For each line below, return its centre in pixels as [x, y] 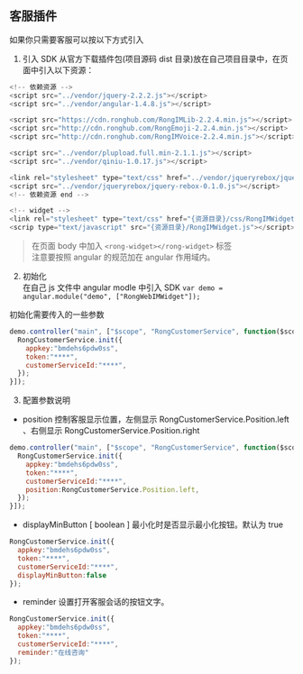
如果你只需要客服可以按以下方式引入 [77, 40]
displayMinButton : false [62, 575]
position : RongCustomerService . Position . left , [113, 489]
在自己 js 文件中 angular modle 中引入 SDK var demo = [123, 287]
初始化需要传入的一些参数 [57, 314]
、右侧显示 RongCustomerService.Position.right [111, 431]
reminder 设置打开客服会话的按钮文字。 [96, 602]
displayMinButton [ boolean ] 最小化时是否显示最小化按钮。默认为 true [153, 524]
